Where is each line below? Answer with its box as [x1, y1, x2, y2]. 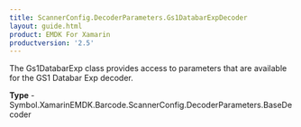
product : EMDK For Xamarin [9, 30, 111, 39]
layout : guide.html [9, 22, 83, 31]
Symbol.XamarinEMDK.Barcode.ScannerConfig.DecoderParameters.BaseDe [9, 100, 293, 111]
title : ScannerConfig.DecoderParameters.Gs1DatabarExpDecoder [9, 13, 248, 23]
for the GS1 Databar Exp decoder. [9, 73, 133, 84]
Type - [9, 90, 35, 101]
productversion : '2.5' [9, 38, 95, 48]
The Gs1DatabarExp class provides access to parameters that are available [9, 63, 287, 74]
